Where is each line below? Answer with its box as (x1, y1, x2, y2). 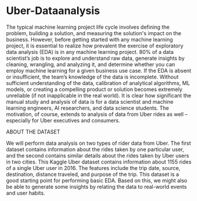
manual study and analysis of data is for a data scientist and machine (6, 98, 173, 105)
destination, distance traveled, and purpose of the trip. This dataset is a (6, 171, 179, 178)
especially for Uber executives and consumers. (6, 117, 121, 124)
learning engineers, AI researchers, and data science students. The (6, 104, 169, 111)
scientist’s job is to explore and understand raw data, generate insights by (6, 54, 185, 62)
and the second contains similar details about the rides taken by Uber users (6, 152, 189, 159)
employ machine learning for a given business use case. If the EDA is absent (6, 67, 192, 74)
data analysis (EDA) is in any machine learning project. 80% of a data (6, 48, 174, 55)
